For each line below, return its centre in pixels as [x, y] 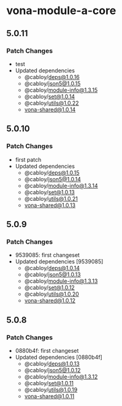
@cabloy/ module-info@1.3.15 [61, 90]
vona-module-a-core [61, 11]
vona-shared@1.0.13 [50, 205]
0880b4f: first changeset [47, 350]
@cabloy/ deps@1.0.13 [52, 363]
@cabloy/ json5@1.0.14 [53, 179]
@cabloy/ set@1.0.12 [49, 288]
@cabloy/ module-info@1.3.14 [61, 186]
